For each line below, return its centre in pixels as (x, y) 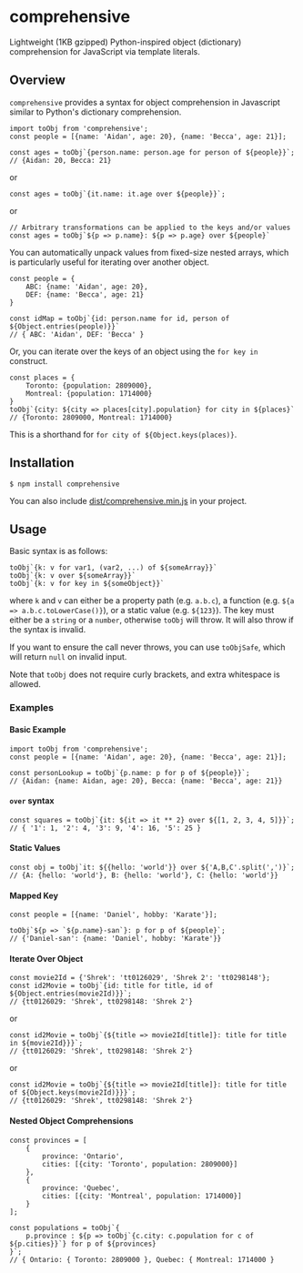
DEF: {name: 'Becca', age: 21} (85, 294)
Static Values (35, 848)
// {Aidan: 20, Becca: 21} (61, 160)
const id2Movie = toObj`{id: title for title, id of (111, 986)
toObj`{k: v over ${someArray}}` (73, 576)
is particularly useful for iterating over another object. (109, 262)
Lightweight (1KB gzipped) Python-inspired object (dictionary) (126, 42)
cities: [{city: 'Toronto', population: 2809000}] (140, 1164)
